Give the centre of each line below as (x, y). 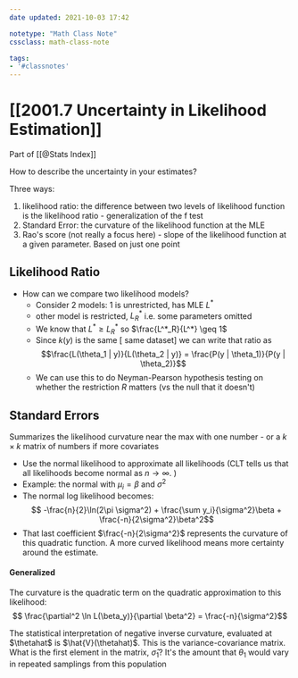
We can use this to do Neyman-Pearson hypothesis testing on (149, 378)
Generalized (33, 573)
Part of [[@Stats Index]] (53, 155)
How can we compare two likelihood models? (105, 293)
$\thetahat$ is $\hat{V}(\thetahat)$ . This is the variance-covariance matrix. (148, 642)
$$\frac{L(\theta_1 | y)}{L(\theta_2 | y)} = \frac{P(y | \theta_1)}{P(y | (163, 355)
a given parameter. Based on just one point (101, 244)
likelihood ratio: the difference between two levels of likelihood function (153, 206)
